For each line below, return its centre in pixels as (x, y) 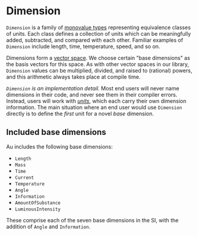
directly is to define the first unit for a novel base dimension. (80, 114)
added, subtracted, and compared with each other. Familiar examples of (95, 40)
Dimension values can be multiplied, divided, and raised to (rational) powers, (99, 70)
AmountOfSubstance (38, 203)
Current (24, 177)
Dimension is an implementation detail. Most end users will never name (93, 88)
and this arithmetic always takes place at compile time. (73, 77)
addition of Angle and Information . (48, 226)
